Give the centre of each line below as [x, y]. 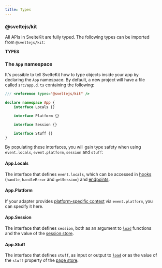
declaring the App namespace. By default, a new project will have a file [75, 80]
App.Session [18, 217]
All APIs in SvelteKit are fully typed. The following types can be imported [77, 37]
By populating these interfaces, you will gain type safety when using [73, 147]
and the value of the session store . [39, 233]
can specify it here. [24, 206]
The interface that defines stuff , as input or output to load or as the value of [81, 255]
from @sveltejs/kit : [25, 42]
